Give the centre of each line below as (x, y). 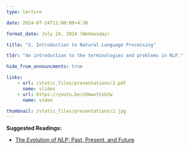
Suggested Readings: (34, 128)
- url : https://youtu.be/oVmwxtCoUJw (65, 94)
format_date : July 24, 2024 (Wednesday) (58, 34)
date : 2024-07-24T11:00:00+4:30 (47, 23)
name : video (37, 100)
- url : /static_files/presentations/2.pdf (72, 83)
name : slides (39, 88)
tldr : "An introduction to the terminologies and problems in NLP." (95, 56)
